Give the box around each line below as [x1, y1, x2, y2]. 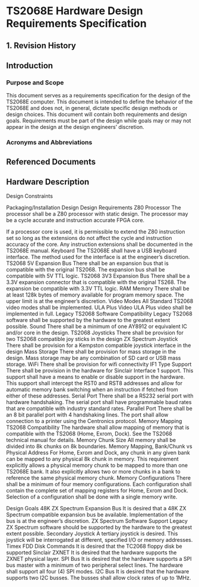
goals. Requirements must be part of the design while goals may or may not [6, 117, 191, 124]
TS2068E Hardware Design [6, 4, 144, 18]
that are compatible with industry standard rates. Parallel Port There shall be [6, 405, 193, 412]
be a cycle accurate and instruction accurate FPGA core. [6, 217, 144, 224]
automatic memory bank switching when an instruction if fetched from [6, 386, 178, 393]
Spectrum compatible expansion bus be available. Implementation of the [6, 511, 184, 518]
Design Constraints [6, 192, 53, 200]
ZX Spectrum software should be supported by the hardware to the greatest [6, 524, 192, 531]
